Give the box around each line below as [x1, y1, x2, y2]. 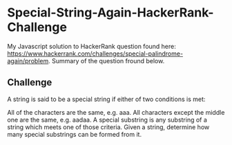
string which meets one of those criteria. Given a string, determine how [7, 122, 210, 131]
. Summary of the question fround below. [48, 56, 165, 65]
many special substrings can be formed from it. [7, 130, 142, 138]
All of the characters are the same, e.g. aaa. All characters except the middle [7, 108, 225, 116]
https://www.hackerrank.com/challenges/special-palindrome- [7, 49, 184, 58]
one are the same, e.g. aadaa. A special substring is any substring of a [7, 115, 207, 124]
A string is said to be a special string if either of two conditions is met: [7, 95, 206, 103]
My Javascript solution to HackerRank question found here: [7, 42, 176, 50]
